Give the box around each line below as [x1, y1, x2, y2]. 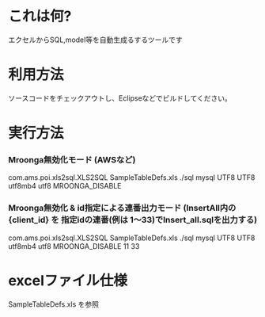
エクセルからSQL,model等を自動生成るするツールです [8, 35, 184, 44]
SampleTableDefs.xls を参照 [8, 299, 100, 309]
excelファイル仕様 [8, 271, 128, 289]
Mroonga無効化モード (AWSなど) [8, 154, 136, 165]
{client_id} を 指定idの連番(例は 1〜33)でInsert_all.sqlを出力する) [8, 215, 258, 226]
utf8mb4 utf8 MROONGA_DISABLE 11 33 [8, 241, 140, 250]
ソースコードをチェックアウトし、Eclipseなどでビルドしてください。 [8, 93, 232, 103]
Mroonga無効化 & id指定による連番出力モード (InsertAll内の [8, 203, 237, 214]
